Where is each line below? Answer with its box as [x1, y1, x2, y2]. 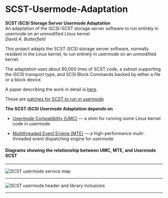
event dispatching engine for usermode [32, 135, 114, 141]
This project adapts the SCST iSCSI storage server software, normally [5, 45, 149, 51]
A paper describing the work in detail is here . [5, 86, 98, 92]
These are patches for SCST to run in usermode [5, 96, 104, 102]
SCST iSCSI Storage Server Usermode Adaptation [5, 20, 111, 26]
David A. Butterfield [5, 36, 46, 42]
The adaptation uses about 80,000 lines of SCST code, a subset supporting [5, 66, 161, 72]
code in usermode [12, 120, 50, 126]
